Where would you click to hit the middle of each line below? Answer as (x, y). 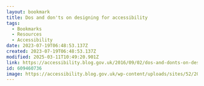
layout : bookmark (28, 12)
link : (13, 62)
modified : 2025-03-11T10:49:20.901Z (53, 57)
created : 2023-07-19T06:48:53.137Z (51, 51)
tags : (13, 23)
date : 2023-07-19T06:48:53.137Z (47, 46)
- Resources (27, 35)
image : (15, 74)
